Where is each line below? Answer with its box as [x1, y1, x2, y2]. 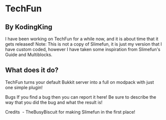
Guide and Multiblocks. [5, 52, 53, 58]
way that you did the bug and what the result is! [5, 99, 103, 105]
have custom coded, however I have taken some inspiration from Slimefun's [5, 47, 161, 52]
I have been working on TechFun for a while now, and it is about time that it [5, 36, 159, 42]
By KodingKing [5, 23, 53, 31]
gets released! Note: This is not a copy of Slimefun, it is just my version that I [5, 41, 162, 47]
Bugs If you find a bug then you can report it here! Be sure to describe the [5, 94, 157, 100]
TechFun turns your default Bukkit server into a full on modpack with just [5, 79, 154, 85]
